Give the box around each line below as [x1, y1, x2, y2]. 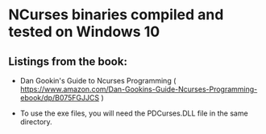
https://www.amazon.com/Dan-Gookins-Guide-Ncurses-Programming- [19, 84, 258, 94]
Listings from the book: [8, 55, 127, 68]
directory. [19, 117, 52, 126]
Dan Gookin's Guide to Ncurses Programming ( [19, 76, 177, 85]
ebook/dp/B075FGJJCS [19, 93, 99, 102]
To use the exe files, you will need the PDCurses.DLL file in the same [19, 108, 248, 118]
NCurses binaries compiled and [8, 6, 224, 24]
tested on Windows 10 [8, 22, 160, 41]
